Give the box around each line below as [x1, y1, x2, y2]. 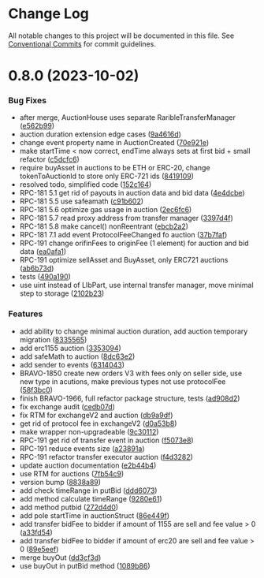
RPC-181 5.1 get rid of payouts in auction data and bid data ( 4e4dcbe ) [19, 188, 246, 198]
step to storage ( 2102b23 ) [19, 289, 105, 298]
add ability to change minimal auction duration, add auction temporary [19, 326, 248, 336]
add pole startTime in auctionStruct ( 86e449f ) [19, 510, 170, 520]
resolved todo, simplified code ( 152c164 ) [19, 180, 152, 189]
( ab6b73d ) [19, 263, 54, 273]
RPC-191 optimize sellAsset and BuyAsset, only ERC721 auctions [19, 255, 229, 265]
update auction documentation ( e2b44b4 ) [19, 461, 157, 470]
